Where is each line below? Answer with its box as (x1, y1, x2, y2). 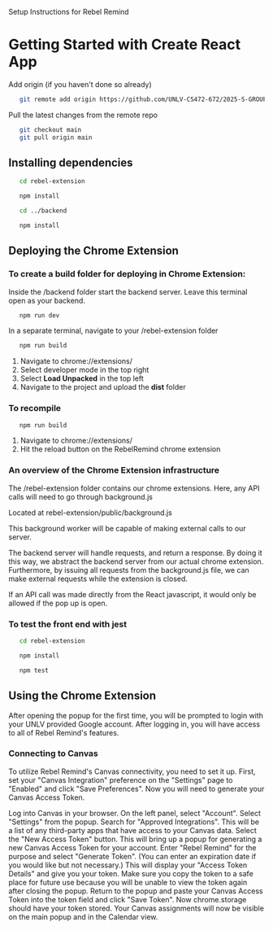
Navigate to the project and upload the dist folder (19, 382, 186, 392)
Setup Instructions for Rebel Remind (8, 7, 129, 16)
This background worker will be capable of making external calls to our (8, 523, 246, 533)
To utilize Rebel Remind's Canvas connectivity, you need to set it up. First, (8, 766, 256, 776)
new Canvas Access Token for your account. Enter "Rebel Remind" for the (8, 842, 257, 853)
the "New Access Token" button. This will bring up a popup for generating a (8, 834, 262, 844)
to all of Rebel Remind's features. (8, 727, 119, 737)
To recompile (8, 403, 62, 414)
